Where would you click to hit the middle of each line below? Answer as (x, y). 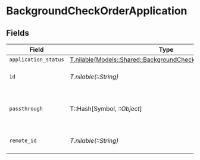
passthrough (26, 109)
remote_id (23, 141)
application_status (37, 60)
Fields (18, 33)
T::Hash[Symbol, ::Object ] (106, 109)
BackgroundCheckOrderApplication (97, 11)
